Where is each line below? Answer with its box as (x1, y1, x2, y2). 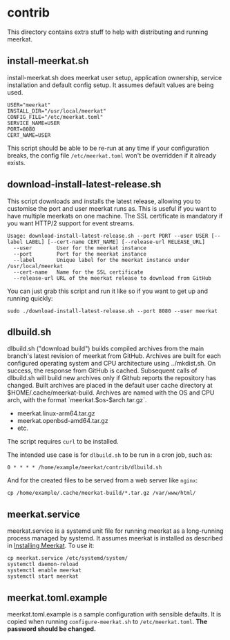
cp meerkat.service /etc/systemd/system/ (7, 555, 128, 562)
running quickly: (7, 294, 53, 302)
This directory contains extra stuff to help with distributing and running (7, 28, 209, 36)
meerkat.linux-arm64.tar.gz (17, 409, 95, 417)
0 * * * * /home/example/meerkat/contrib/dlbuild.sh (7, 464, 162, 471)
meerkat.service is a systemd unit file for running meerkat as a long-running (7, 527, 224, 535)
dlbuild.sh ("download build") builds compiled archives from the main (7, 344, 204, 353)
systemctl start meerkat (7, 573, 79, 580)
